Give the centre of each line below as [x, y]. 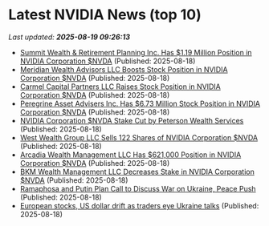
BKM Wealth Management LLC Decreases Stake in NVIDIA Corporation [137, 172]
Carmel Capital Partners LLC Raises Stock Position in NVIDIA [120, 87]
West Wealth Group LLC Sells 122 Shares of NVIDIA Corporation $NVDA [139, 137]
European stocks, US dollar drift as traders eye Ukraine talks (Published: [139, 205]
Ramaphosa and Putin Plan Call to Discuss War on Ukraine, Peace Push [138, 188]
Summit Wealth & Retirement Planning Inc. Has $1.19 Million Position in [136, 52]
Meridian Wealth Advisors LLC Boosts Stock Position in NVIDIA [124, 69]
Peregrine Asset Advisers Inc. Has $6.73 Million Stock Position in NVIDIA [140, 103]
